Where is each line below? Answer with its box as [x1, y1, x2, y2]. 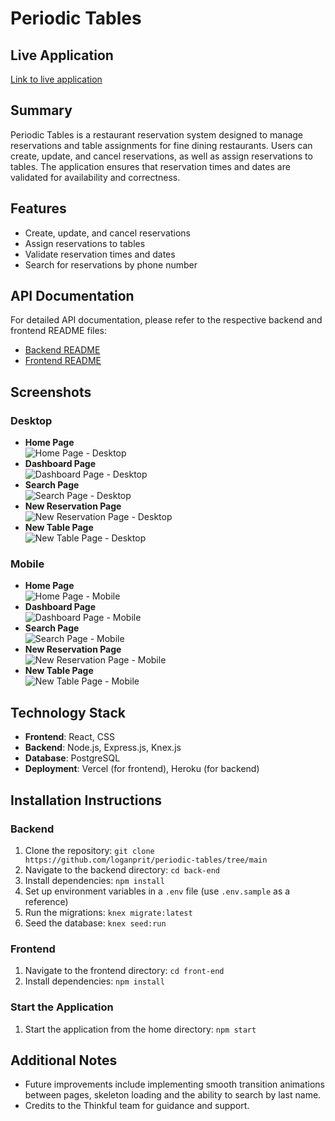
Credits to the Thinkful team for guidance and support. [24, 1100, 250, 1112]
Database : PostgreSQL [24, 752, 121, 764]
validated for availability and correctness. [10, 171, 181, 183]
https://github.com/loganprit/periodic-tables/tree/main [24, 855, 268, 865]
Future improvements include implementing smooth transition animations [24, 1078, 325, 1091]
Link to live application [10, 73, 103, 85]
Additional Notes [10, 1052, 118, 1069]
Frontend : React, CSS [24, 731, 115, 743]
